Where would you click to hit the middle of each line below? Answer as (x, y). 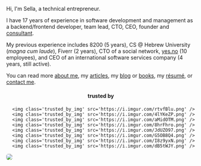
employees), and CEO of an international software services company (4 (94, 57)
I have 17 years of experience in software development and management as (100, 20)
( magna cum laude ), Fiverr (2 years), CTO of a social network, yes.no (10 (97, 51)
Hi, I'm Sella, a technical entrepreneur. (53, 9)
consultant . (20, 33)
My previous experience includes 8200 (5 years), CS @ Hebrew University (98, 45)
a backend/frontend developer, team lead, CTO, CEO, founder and (88, 27)
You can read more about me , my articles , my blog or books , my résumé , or (100, 75)
